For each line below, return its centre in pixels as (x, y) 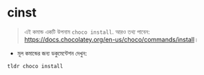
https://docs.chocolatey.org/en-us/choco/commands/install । (111, 39)
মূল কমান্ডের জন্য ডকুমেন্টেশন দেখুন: (52, 53)
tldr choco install (35, 66)
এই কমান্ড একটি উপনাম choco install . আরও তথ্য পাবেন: (87, 32)
